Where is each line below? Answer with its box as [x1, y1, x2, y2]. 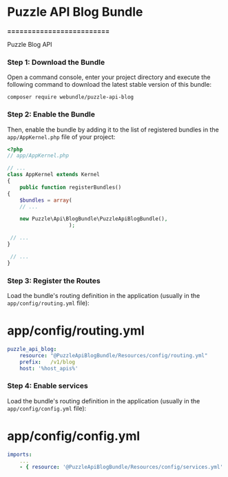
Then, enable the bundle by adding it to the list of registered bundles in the [7, 125, 219, 134]
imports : [7, 451, 32, 458]
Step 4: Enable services [7, 381, 88, 391]
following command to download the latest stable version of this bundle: [7, 81, 212, 89]
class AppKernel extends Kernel [7, 171, 100, 178]
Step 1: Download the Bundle [7, 57, 105, 67]
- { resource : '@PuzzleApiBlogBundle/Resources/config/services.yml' [19, 464, 224, 471]
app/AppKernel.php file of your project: [7, 132, 116, 141]
